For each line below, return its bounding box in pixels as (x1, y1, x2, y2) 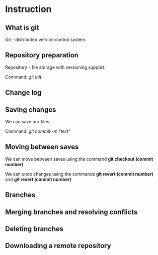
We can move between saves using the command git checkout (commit (5, 156, 153, 162)
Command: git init (5, 74, 42, 80)
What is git (5, 23, 39, 32)
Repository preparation (5, 51, 79, 59)
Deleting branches (5, 225, 64, 233)
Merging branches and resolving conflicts (5, 208, 138, 216)
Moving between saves (5, 143, 79, 151)
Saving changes (5, 105, 56, 114)
